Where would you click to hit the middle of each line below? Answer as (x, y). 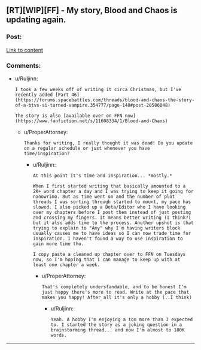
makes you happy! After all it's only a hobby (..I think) (117, 297)
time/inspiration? (47, 153)
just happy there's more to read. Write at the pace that (115, 292)
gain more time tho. (58, 244)
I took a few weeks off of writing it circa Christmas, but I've (98, 89)
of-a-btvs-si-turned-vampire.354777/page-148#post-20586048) (93, 105)
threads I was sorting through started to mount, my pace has (112, 202)
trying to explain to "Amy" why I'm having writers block (106, 228)
